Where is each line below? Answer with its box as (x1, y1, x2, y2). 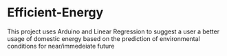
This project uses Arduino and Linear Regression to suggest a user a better (7, 27, 220, 36)
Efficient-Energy (7, 5, 104, 20)
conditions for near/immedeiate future (7, 42, 115, 50)
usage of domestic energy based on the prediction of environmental (7, 34, 201, 42)
